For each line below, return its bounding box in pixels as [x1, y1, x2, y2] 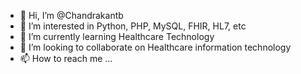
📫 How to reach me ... [19, 53, 113, 64]
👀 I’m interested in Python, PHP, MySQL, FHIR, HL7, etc [19, 20, 247, 32]
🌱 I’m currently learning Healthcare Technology [19, 31, 215, 42]
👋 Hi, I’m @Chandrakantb [19, 10, 124, 21]
